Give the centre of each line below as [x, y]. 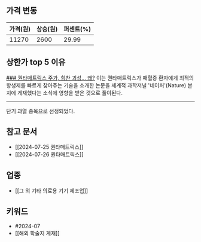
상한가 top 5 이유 [36, 62]
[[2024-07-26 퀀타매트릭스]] [49, 155]
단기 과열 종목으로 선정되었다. [41, 111]
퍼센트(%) [77, 29]
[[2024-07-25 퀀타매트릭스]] [49, 147]
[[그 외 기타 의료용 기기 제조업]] [51, 191]
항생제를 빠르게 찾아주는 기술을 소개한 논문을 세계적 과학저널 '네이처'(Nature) [96, 85]
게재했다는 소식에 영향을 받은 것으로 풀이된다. [70, 93]
